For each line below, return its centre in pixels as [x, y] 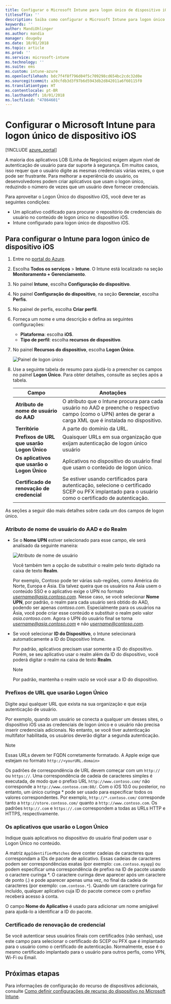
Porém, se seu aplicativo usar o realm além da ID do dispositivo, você [85, 654]
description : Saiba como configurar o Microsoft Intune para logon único [85, 19]
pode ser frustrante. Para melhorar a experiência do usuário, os [72, 176]
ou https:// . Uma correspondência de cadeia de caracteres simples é [79, 776]
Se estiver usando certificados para [105, 479]
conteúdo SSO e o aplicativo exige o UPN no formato [68, 591]
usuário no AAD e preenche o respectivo [111, 408]
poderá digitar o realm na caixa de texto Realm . [63, 660]
